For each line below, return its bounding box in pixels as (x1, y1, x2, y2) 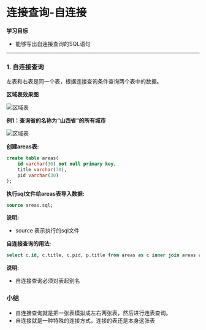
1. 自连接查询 (6, 63, 44, 71)
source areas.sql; (6, 202, 53, 209)
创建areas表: (6, 143, 39, 150)
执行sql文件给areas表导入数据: (6, 190, 85, 197)
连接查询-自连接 (6, 6, 87, 20)
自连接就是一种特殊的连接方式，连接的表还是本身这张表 (15, 317, 155, 324)
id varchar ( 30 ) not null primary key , (17, 161, 116, 167)
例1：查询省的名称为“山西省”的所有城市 (6, 117, 106, 125)
